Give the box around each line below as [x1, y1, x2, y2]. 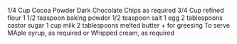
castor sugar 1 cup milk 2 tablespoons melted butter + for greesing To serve [7, 21, 230, 29]
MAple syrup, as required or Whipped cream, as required [7, 28, 174, 37]
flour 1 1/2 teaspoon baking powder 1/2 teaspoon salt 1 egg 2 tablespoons [7, 13, 223, 22]
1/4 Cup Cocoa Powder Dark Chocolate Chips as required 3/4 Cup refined [7, 6, 224, 14]
